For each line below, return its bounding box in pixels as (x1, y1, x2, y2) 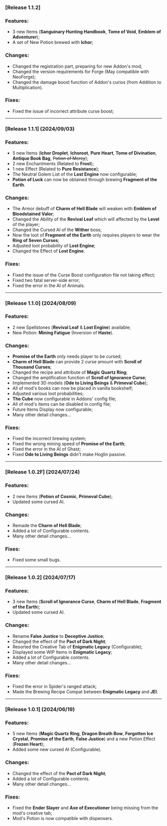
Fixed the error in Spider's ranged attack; (12, 683, 97, 690)
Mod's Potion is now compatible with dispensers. (12, 815, 113, 821)
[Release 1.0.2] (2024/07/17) (5, 574, 76, 581)
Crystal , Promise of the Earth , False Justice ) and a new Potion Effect (12, 736, 156, 742)
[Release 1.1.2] (5, 4, 41, 11)
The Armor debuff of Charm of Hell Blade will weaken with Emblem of (12, 206, 157, 212)
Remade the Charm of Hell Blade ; (12, 522, 82, 528)
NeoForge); (12, 74, 36, 80)
